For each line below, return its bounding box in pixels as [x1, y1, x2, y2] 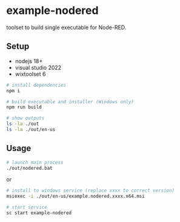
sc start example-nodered [6, 210, 72, 216]
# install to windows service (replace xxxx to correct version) [6, 187, 175, 194]
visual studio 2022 [15, 64, 62, 71]
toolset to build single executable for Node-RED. [6, 24, 127, 31]
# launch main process [6, 159, 64, 166]
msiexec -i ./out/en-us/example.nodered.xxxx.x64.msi [6, 193, 145, 200]
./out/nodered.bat [6, 165, 53, 171]
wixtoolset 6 [15, 70, 46, 78]
